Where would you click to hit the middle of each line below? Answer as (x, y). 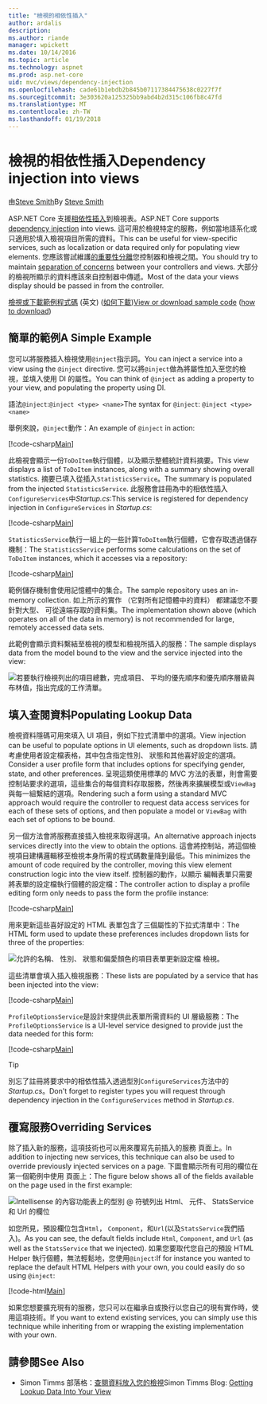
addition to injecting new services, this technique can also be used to (122, 1157)
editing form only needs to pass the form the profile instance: (108, 893)
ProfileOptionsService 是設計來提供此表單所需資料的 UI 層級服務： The (124, 1016)
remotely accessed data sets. (56, 627)
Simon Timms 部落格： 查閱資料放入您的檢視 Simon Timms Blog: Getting (136, 1383)
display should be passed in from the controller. (86, 285)
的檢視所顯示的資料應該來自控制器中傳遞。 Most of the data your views (124, 276)
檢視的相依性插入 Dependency (107, 161)
